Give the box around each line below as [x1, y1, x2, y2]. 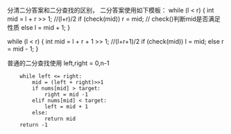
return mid [44, 115, 76, 122]
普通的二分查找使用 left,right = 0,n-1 [7, 59, 110, 67]
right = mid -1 [44, 91, 89, 98]
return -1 [19, 122, 49, 128]
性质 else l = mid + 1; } [7, 24, 71, 31]
